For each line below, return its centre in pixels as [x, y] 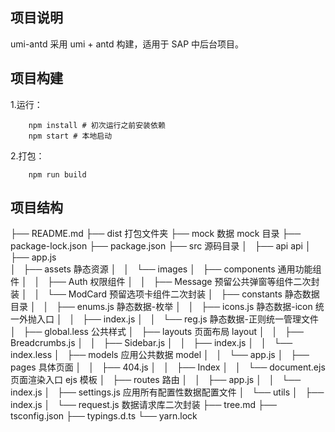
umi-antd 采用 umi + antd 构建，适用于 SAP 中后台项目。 [127, 44]
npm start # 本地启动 [70, 136]
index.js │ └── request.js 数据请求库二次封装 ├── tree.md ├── [143, 405]
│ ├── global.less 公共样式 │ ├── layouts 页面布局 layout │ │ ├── [157, 332]
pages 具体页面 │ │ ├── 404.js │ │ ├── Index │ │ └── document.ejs [168, 367]
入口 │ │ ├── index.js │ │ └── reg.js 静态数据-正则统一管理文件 [178, 319]
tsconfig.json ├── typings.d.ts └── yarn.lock [104, 416]
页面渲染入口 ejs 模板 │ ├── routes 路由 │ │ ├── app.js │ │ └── [156, 380]
